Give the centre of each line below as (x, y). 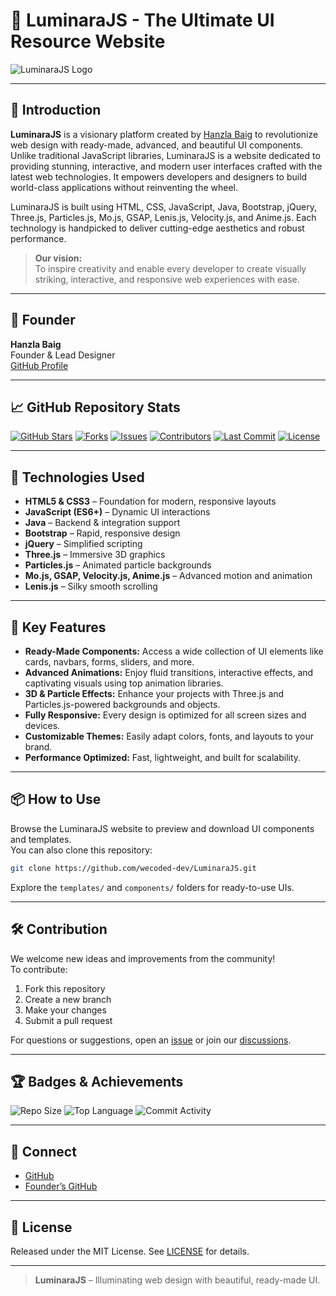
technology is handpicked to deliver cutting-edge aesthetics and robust (157, 228)
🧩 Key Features (58, 627)
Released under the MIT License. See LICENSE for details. (130, 1251)
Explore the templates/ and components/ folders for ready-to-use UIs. (152, 887)
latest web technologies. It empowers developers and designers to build (159, 176)
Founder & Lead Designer (63, 355)
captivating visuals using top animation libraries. (124, 683)
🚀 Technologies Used (77, 477)
